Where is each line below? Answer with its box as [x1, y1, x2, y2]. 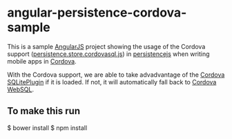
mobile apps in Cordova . [7, 57, 77, 65]
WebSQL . [7, 85, 35, 93]
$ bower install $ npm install [7, 123, 88, 132]
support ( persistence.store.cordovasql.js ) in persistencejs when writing [7, 50, 210, 58]
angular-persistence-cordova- [7, 5, 187, 21]
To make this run [7, 105, 81, 117]
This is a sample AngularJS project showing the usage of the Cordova [7, 42, 206, 50]
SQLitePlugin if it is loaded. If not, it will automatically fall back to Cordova [7, 77, 217, 86]
